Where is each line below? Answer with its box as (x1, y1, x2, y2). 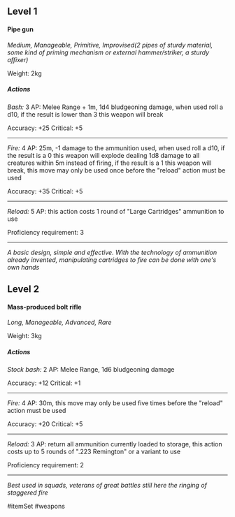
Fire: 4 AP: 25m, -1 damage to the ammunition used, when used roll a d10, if (7, 143, 225, 152)
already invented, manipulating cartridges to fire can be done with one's (7, 255, 217, 264)
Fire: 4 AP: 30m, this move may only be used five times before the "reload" (7, 399, 223, 407)
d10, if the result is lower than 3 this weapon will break (7, 110, 164, 118)
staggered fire (7, 488, 49, 497)
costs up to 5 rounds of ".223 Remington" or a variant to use (7, 447, 180, 456)
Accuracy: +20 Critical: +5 (7, 420, 83, 428)
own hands (7, 263, 40, 271)
